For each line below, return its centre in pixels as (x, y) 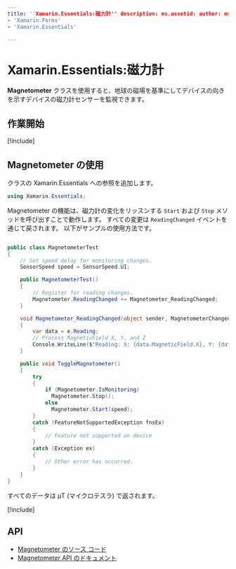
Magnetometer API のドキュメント (67, 558)
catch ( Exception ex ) (64, 449)
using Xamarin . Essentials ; (47, 196)
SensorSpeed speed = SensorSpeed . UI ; (75, 267)
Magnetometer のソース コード (62, 549)
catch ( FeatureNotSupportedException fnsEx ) (99, 422)
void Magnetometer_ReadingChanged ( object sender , (94, 319)
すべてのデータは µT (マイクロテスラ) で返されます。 (83, 495)
